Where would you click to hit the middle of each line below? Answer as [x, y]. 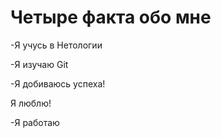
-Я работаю [35, 122]
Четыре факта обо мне [111, 17]
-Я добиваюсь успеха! [58, 83]
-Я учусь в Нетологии [56, 45]
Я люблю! [31, 103]
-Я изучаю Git [39, 64]
